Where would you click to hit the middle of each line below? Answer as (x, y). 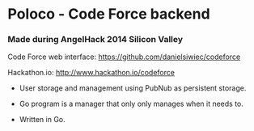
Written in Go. (42, 120)
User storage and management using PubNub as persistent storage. (133, 88)
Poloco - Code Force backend (109, 14)
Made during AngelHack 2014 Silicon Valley (95, 40)
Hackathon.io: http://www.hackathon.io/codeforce (91, 73)
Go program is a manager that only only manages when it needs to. (131, 104)
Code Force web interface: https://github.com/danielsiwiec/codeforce (124, 57)
